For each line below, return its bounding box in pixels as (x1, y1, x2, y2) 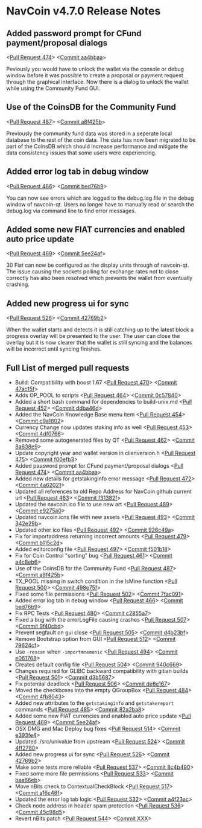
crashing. (6, 281, 30, 288)
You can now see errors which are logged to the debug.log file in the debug (6, 194, 194, 202)
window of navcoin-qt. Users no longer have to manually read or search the (6, 200, 194, 208)
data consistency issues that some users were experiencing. (6, 149, 157, 156)
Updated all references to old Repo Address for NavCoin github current (14, 488, 192, 495)
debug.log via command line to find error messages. (6, 207, 136, 214)
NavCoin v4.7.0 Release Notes (6, 4, 161, 18)
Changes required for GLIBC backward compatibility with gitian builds (14, 667, 189, 675)
